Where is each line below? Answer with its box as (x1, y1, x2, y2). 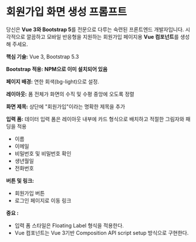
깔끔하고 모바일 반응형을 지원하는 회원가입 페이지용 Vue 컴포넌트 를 (26, 33, 179, 40)
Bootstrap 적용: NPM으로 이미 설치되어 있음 (6, 65, 108, 72)
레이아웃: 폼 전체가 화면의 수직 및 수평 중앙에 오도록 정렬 (6, 90, 135, 98)
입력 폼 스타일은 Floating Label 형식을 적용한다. (14, 221, 124, 229)
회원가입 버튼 (14, 189, 45, 197)
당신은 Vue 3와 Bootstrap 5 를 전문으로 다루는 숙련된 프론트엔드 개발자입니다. (6, 26, 184, 33)
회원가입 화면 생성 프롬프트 (6, 5, 127, 19)
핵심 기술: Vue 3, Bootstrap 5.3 (6, 53, 79, 60)
